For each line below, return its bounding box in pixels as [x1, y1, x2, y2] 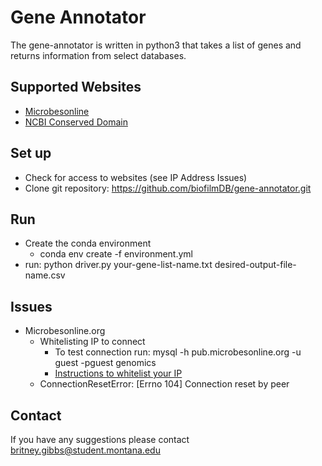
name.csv [24, 269, 66, 281]
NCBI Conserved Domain [24, 116, 128, 128]
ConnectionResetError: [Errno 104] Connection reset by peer [39, 378, 290, 390]
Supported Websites [10, 79, 142, 96]
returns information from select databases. [10, 49, 187, 61]
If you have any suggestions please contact [10, 434, 190, 445]
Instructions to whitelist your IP [54, 367, 183, 380]
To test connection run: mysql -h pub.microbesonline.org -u [54, 346, 302, 358]
